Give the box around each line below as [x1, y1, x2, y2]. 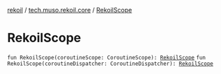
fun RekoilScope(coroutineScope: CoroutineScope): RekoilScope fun [7, 54, 206, 61]
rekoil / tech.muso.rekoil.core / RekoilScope [7, 6, 132, 14]
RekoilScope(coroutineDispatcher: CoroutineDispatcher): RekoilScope [7, 60, 214, 67]
